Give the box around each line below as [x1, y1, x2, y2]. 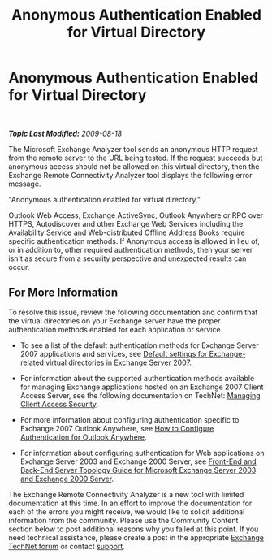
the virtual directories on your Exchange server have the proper [8, 315, 221, 326]
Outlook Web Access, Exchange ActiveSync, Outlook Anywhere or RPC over [8, 210, 264, 220]
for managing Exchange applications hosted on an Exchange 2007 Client [19, 382, 264, 392]
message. [8, 179, 41, 188]
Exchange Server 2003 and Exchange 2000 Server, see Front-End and [19, 457, 257, 466]
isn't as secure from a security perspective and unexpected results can [8, 253, 247, 263]
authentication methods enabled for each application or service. [8, 324, 223, 334]
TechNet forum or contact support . [8, 541, 126, 551]
